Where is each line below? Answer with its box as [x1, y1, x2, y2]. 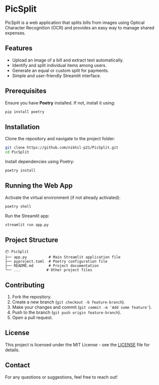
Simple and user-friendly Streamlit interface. [12, 72, 101, 79]
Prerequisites [5, 87, 47, 95]
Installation [5, 123, 40, 131]
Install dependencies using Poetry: [5, 159, 74, 164]
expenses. [5, 30, 26, 36]
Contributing [5, 281, 45, 289]
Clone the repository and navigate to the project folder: [5, 136, 115, 142]
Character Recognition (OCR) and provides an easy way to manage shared [5, 24, 155, 30]
